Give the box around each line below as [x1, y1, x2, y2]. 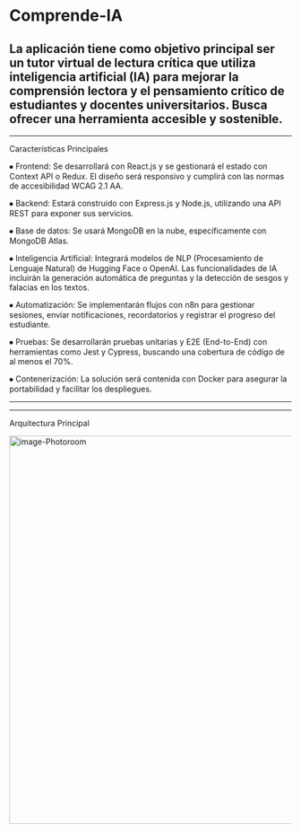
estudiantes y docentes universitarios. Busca [9, 97, 268, 112]
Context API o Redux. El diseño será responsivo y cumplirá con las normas [9, 171, 285, 181]
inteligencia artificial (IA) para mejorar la [9, 69, 239, 84]
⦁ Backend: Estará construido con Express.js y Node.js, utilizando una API [9, 198, 281, 208]
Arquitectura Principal [9, 418, 90, 428]
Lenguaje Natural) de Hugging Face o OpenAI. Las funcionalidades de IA [9, 263, 278, 274]
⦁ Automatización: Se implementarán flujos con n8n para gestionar [9, 300, 255, 310]
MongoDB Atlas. [9, 235, 70, 246]
